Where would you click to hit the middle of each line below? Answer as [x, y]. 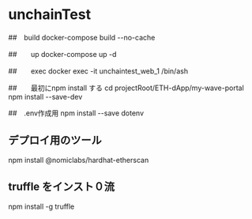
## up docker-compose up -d [62, 54]
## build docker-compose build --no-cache [82, 37]
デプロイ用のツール [55, 140]
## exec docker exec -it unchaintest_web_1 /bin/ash [98, 71]
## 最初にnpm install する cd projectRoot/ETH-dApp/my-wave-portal [126, 88]
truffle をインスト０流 [61, 187]
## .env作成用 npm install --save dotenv [76, 113]
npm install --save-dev [45, 96]
